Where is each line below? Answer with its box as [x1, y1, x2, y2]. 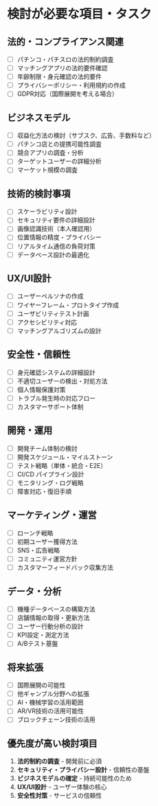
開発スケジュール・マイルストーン [16, 453, 113, 461]
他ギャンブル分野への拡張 [16, 690, 90, 698]
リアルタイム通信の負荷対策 [16, 242, 96, 250]
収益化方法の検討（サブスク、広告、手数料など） [16, 131, 156, 139]
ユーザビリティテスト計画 [16, 309, 89, 317]
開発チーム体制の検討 [16, 444, 78, 452]
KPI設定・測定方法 [16, 631, 69, 639]
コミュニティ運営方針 [16, 555, 78, 563]
